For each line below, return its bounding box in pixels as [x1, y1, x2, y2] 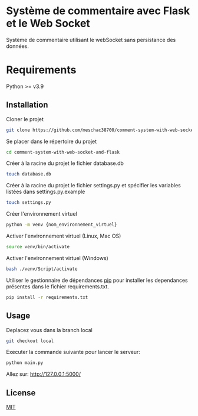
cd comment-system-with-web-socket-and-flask [6, 149, 120, 155]
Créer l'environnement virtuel [6, 210, 78, 217]
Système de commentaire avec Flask [6, 4, 190, 18]
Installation [6, 100, 48, 110]
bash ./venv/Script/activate [6, 266, 78, 272]
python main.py [6, 360, 44, 366]
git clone [6, 127, 31, 133]
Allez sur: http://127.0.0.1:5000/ [6, 370, 81, 378]
